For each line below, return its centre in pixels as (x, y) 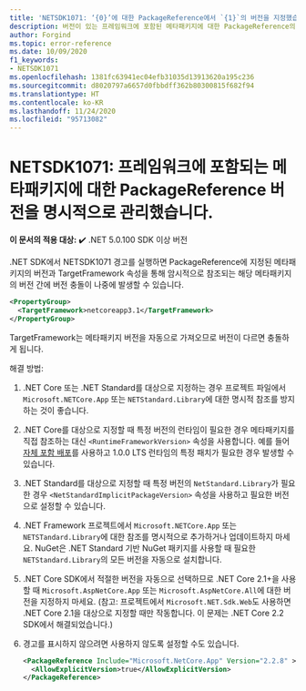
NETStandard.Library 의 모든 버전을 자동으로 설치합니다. (122, 559)
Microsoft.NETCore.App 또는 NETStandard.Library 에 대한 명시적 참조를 (150, 399)
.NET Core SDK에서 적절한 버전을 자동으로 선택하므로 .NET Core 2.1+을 (151, 578)
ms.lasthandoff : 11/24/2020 (63, 111)
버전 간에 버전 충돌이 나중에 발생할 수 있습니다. (102, 285)
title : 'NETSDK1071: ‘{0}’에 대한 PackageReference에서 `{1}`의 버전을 (140, 18)
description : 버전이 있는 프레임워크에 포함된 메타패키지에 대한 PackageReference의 (153, 26)
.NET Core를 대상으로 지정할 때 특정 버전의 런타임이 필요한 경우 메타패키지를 (158, 430)
